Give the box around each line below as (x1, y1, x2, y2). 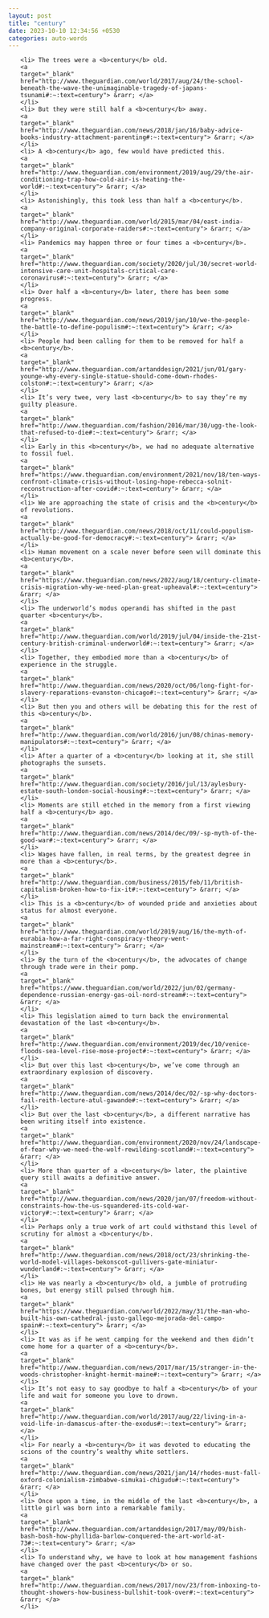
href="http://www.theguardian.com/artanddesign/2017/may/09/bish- (19, 1526, 247, 1534)
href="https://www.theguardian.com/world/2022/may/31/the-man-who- (19, 1307, 251, 1316)
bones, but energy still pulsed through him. (19, 1286, 175, 1294)
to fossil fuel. (19, 450, 75, 458)
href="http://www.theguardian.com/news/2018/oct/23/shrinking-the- (19, 1251, 251, 1260)
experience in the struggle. (19, 660, 118, 669)
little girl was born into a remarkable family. (19, 1504, 186, 1513)
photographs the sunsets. (19, 759, 107, 767)
